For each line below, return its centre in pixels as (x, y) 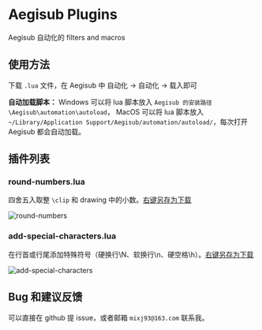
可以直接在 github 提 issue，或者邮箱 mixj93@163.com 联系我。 (109, 317)
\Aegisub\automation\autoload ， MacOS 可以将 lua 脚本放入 (106, 111)
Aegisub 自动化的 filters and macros (67, 37)
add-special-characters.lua (62, 236)
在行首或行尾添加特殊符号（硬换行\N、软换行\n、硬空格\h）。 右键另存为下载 (131, 254)
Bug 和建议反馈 (45, 297)
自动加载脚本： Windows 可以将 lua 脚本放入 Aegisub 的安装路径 (110, 102)
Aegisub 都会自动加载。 (47, 131)
